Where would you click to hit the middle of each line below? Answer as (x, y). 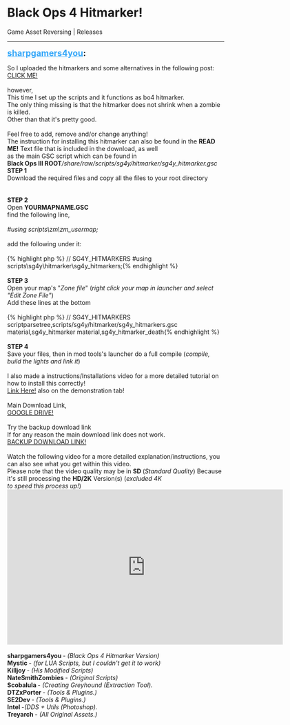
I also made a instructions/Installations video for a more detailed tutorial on (113, 376)
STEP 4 (18, 346)
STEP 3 (18, 280)
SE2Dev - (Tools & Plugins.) (46, 699)
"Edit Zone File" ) (30, 295)
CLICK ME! (22, 75)
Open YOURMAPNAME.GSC (48, 207)
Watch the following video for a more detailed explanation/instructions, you (114, 456)
